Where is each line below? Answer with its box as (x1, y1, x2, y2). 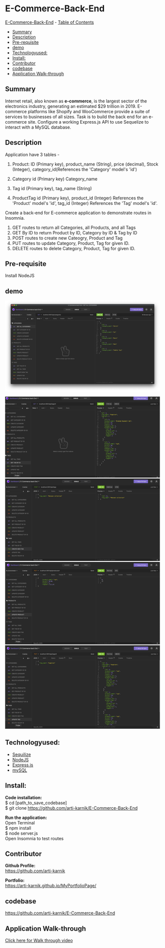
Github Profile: (5, 863, 36, 869)
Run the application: (5, 815, 48, 820)
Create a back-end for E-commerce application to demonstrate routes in (5, 210, 151, 216)
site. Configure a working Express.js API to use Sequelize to (27, 119, 149, 125)
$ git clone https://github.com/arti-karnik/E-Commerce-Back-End (5, 805, 138, 811)
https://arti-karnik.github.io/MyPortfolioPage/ (5, 883, 97, 889)
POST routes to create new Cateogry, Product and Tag (12, 235, 123, 241)
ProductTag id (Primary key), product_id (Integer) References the (12, 195, 144, 201)
